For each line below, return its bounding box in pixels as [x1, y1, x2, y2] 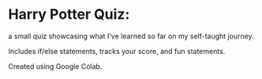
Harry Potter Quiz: [8, 5, 130, 23]
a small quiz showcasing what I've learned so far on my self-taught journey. [8, 31, 254, 41]
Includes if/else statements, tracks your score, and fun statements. [8, 46, 226, 56]
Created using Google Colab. [8, 61, 103, 71]
